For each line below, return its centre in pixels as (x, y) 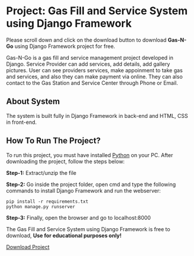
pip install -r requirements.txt (47, 201)
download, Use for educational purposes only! (64, 235)
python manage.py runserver (41, 207)
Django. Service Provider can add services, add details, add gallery (88, 64)
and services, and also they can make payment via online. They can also (95, 76)
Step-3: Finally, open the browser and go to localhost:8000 (78, 217)
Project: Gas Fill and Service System (97, 11)
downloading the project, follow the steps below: (66, 161)
